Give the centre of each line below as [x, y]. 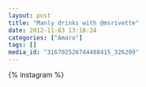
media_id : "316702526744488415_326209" [74, 52]
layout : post [30, 15]
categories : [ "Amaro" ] [45, 38]
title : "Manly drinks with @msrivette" [74, 23]
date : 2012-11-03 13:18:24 [52, 30]
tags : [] [22, 45]
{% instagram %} [36, 75]
